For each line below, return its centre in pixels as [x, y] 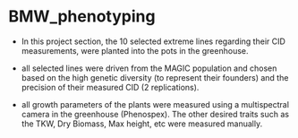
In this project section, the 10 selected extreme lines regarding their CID [153, 41]
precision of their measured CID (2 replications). [110, 87]
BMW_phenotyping [82, 17]
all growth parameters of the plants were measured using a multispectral [155, 104]
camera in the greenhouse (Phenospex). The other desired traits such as [155, 114]
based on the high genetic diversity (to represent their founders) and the [155, 77]
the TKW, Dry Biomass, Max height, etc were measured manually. [142, 124]
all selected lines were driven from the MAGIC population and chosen [149, 68]
